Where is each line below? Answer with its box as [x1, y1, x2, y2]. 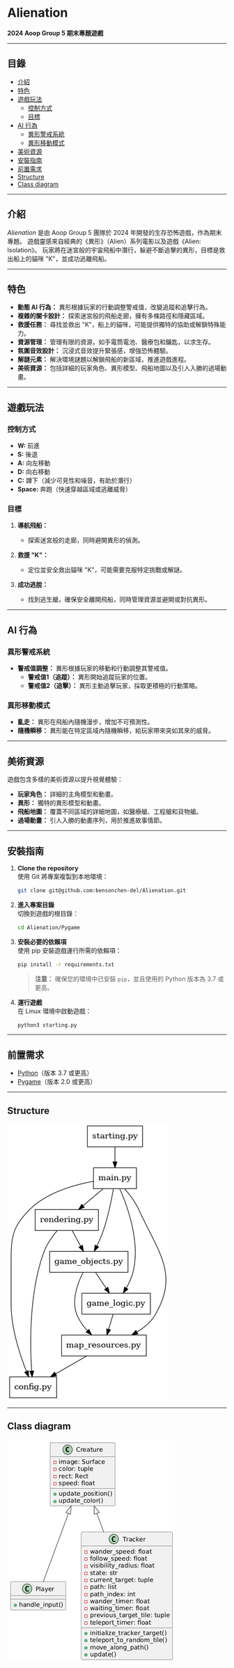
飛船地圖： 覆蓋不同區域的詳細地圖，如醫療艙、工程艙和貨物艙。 [17, 807, 203, 816]
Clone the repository [17, 864, 79, 872]
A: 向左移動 [17, 459, 51, 468]
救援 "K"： [17, 551, 49, 559]
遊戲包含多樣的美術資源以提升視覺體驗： [7, 775, 123, 783]
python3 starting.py [17, 1021, 77, 1029]
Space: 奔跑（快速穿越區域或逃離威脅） [17, 485, 132, 493]
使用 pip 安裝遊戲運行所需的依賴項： [17, 946, 122, 954]
